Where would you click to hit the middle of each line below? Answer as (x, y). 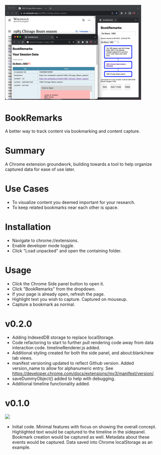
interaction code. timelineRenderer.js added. (56, 347)
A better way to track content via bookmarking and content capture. (73, 131)
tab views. (22, 358)
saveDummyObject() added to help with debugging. (64, 378)
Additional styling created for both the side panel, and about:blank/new (83, 353)
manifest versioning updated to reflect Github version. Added (73, 363)
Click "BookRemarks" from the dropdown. (54, 289)
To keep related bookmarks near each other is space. (65, 207)
